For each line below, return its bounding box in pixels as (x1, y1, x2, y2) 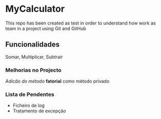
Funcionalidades (5, 40, 60, 49)
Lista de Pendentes (5, 90, 55, 98)
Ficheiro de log (12, 103, 45, 109)
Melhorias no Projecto (5, 66, 62, 74)
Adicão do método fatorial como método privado (5, 78, 110, 84)
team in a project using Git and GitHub (5, 25, 86, 31)
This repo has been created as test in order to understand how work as (5, 20, 156, 26)
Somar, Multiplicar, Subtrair (5, 54, 63, 60)
